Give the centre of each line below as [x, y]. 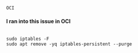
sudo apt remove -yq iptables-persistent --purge [69, 44]
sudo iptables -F [28, 39]
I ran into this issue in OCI [38, 21]
